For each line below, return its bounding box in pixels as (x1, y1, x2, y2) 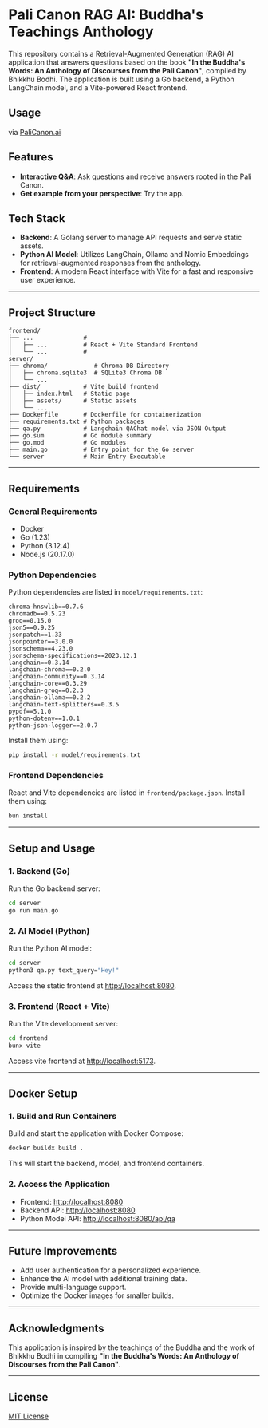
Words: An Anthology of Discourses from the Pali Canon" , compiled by (8, 65, 247, 75)
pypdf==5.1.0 (8, 708, 52, 716)
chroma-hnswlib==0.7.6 (8, 603, 84, 611)
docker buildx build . (8, 1144, 84, 1153)
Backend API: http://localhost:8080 (19, 1205, 136, 1215)
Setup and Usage (8, 841, 96, 855)
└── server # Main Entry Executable (8, 453, 166, 461)
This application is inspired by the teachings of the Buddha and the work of (8, 1343, 255, 1352)
